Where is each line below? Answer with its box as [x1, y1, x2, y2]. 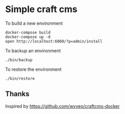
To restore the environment [5, 66, 62, 72]
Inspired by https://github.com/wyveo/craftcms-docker [5, 103, 120, 109]
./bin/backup [5, 57, 33, 63]
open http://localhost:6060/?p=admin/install [5, 39, 102, 44]
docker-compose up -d [5, 34, 51, 39]
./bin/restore [5, 76, 35, 81]
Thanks [5, 90, 30, 98]
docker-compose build [5, 30, 51, 35]
